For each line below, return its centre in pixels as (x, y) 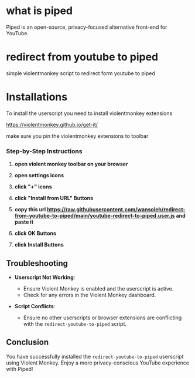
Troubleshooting (37, 263)
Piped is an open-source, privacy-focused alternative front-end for (87, 27)
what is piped (40, 11)
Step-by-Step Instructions (44, 151)
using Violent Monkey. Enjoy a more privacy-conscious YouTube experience (97, 363)
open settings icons (39, 176)
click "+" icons (33, 187)
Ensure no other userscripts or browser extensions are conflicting (102, 318)
